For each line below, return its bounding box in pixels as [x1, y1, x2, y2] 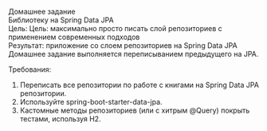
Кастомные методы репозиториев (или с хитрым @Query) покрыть [19, 105, 250, 115]
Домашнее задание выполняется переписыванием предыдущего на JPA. [8, 50, 259, 58]
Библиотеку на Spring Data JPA [8, 15, 114, 25]
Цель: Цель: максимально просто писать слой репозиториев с [8, 24, 223, 33]
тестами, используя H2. [19, 114, 101, 123]
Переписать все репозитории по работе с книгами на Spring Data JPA [19, 80, 259, 89]
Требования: [8, 65, 52, 74]
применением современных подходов [8, 32, 140, 42]
